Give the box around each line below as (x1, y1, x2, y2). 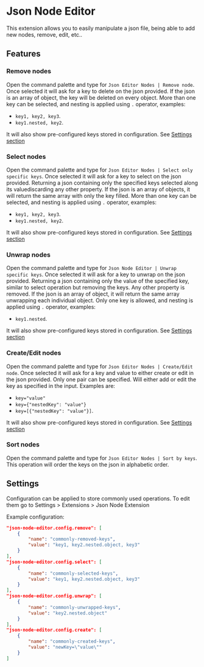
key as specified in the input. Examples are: (6, 382, 116, 389)
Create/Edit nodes (6, 349, 62, 357)
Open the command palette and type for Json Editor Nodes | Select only (6, 166, 193, 173)
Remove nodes (6, 67, 52, 76)
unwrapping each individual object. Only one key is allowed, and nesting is (6, 297, 194, 304)
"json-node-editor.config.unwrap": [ (6, 593, 102, 599)
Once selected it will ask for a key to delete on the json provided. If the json (6, 87, 195, 95)
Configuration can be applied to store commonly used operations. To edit (6, 495, 190, 502)
